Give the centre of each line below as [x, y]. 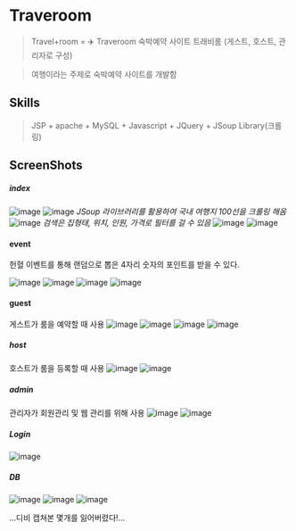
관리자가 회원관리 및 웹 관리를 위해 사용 [77, 413]
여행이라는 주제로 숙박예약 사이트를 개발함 [104, 74]
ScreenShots [46, 166]
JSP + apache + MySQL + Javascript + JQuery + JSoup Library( [149, 125]
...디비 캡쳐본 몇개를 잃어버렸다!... [67, 518]
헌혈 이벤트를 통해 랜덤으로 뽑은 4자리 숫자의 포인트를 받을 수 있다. [125, 265]
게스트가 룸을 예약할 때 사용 [57, 324]
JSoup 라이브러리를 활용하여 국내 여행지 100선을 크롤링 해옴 [181, 212]
